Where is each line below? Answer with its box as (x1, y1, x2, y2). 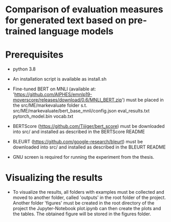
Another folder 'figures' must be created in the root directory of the (12, 200, 155, 206)
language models (38, 26, 114, 37)
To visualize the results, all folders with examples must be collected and (12, 189, 164, 195)
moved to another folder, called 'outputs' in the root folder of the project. (12, 194, 166, 201)
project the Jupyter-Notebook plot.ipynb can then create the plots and (12, 206, 161, 212)
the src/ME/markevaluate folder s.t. (12, 102, 88, 108)
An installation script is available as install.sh (12, 76, 106, 82)
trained (5, 26, 37, 37)
